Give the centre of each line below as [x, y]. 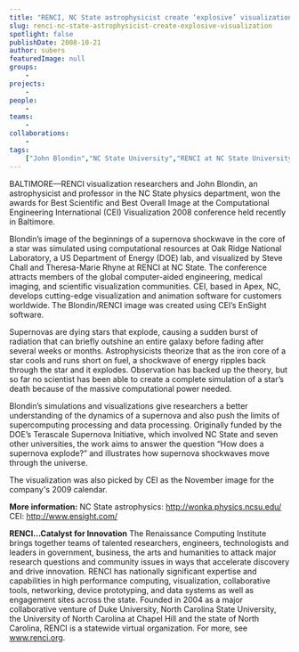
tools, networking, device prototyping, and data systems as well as [132, 590]
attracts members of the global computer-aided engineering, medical [136, 276]
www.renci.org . [37, 637]
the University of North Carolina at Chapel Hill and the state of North [134, 618]
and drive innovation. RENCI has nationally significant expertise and [133, 571]
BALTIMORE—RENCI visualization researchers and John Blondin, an [133, 183]
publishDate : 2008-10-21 [55, 42]
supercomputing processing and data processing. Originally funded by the [145, 425]
